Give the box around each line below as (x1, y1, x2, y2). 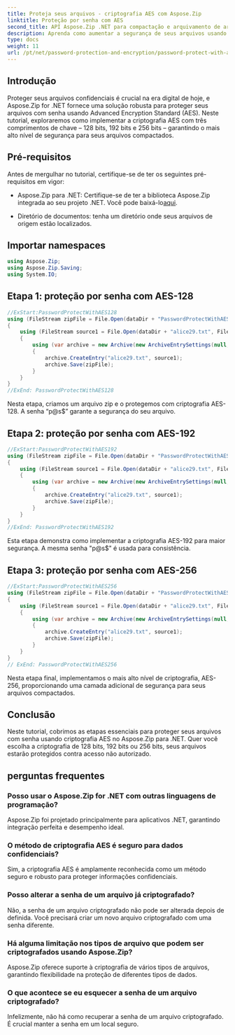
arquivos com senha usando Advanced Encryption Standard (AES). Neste (7, 108, 219, 117)
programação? (7, 799, 58, 809)
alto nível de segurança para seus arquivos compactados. (7, 131, 174, 139)
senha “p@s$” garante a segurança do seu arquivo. (27, 407, 176, 416)
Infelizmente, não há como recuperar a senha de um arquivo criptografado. (7, 1013, 224, 1021)
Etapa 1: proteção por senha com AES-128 (7, 290, 194, 302)
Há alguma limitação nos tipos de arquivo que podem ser (7, 938, 204, 948)
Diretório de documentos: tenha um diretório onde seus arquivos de (17, 211, 213, 220)
